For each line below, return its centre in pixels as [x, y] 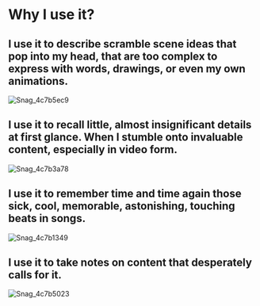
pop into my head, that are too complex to [113, 56]
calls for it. [35, 275]
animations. [38, 81]
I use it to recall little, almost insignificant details [130, 125]
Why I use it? [52, 15]
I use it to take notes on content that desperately [130, 263]
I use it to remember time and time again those [125, 194]
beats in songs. [47, 218]
